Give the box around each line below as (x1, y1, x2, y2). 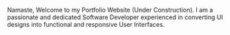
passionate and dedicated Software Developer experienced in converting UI (7, 13, 223, 21)
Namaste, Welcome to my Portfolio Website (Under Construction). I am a (7, 6, 213, 14)
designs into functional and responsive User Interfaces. (7, 21, 165, 28)
